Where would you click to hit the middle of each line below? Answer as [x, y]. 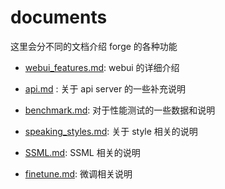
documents [59, 17]
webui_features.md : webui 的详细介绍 [102, 67]
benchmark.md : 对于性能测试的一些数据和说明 [120, 110]
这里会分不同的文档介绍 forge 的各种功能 [94, 46]
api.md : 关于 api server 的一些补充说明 [105, 88]
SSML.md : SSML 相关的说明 [82, 152]
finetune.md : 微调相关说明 [78, 173]
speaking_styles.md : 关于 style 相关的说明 [111, 131]
